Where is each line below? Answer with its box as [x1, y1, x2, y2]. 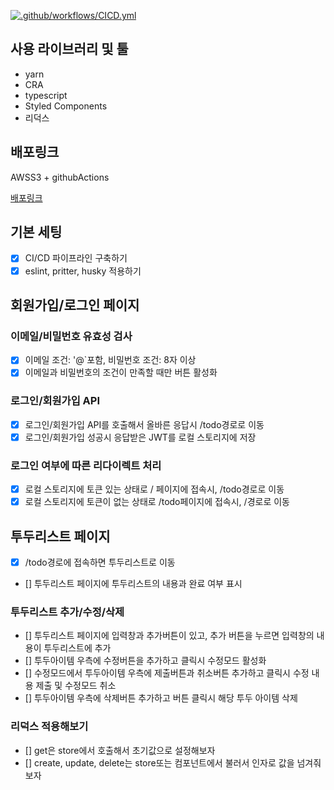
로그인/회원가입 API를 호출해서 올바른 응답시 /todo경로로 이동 [24, 418, 265, 430]
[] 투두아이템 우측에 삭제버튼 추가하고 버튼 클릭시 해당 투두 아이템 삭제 [24, 692, 298, 704]
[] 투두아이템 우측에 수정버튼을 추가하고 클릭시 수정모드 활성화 [24, 655, 267, 667]
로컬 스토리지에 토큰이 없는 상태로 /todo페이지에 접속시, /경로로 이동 [24, 496, 290, 508]
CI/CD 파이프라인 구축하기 [24, 252, 128, 264]
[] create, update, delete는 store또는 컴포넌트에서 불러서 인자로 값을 [24, 756, 295, 769]
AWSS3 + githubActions [10, 171, 110, 183]
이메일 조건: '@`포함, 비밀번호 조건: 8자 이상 [24, 354, 197, 366]
